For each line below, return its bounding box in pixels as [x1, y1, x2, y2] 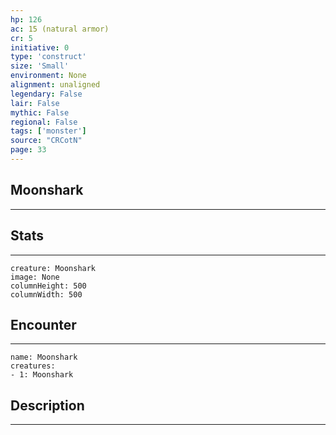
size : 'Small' [10, 61, 70, 71]
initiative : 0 [10, 42, 70, 53]
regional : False [10, 117, 78, 127]
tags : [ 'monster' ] [10, 126, 87, 136]
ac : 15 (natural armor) [10, 24, 110, 34]
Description [10, 397, 85, 414]
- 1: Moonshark [10, 370, 74, 380]
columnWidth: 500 [10, 289, 83, 300]
